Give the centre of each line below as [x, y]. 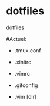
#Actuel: [16, 39]
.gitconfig [26, 85]
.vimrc [22, 73]
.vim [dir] [26, 96]
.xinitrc [23, 62]
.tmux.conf [28, 50]
